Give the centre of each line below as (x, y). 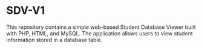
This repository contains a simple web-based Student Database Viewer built (101, 27)
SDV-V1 (26, 10)
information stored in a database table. (54, 40)
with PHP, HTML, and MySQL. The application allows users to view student (100, 33)
